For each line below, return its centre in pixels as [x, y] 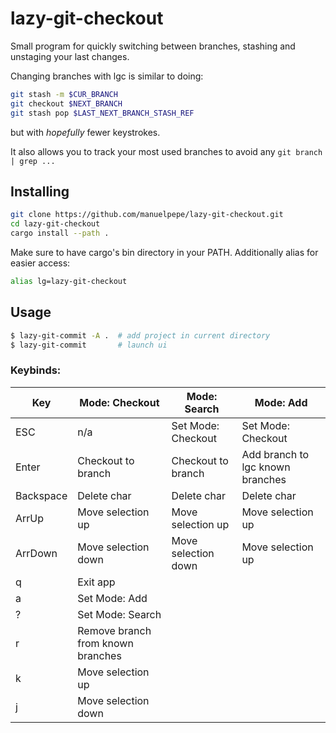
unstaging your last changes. [70, 56]
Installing [40, 191]
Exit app [96, 582]
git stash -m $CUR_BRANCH [64, 94]
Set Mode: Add [112, 598]
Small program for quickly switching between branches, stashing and [153, 46]
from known [105, 643]
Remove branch [114, 630]
